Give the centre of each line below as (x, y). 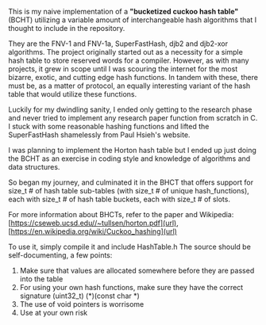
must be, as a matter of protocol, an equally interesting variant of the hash (129, 86)
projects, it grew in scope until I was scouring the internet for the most (123, 69)
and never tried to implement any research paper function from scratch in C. (133, 118)
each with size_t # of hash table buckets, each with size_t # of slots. (119, 199)
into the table (41, 279)
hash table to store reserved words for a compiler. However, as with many (129, 60)
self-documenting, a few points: (60, 255)
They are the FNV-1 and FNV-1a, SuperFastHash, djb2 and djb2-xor (118, 44)
